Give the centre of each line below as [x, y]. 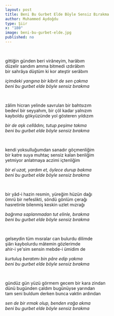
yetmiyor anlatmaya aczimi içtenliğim [43, 160]
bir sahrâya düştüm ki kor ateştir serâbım [47, 71]
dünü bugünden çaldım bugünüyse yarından [50, 288]
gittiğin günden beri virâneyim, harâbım [45, 61]
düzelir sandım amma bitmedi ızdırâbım [45, 66]
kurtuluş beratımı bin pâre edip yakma [44, 258]
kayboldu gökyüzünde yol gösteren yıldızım [49, 116]
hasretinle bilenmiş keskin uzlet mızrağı [45, 204]
